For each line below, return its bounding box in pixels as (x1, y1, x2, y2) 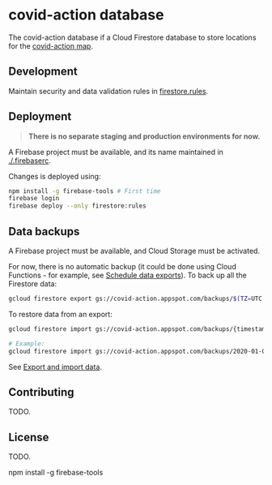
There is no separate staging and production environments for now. (28, 131, 261, 141)
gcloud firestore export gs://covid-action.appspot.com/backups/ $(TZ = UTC (8, 294, 263, 303)
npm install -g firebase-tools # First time (8, 187, 161, 195)
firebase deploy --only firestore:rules (8, 202, 147, 210)
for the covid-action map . (8, 41, 93, 50)
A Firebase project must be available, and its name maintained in (8, 147, 224, 157)
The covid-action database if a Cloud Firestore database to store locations (8, 32, 257, 42)
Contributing (8, 385, 74, 399)
